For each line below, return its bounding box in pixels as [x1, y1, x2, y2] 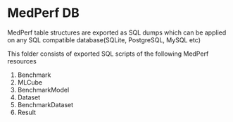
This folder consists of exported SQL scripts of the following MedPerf [7, 49, 209, 58]
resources [7, 56, 37, 65]
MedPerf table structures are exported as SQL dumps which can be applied [7, 28, 227, 37]
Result [17, 108, 37, 116]
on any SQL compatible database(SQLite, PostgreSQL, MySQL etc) [7, 35, 201, 44]
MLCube [17, 78, 43, 86]
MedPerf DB [7, 5, 80, 21]
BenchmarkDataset [17, 100, 74, 109]
